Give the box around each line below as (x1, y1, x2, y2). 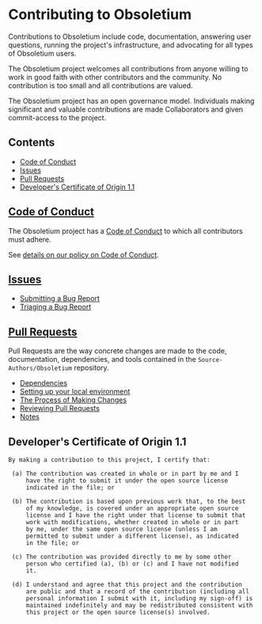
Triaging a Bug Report (19, 302, 92, 312)
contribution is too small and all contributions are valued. (8, 81, 193, 90)
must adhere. (8, 234, 51, 244)
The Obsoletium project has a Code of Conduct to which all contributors (8, 226, 243, 235)
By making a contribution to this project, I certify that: (8, 456, 211, 464)
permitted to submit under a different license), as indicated (25, 532, 239, 540)
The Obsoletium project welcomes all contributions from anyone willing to (8, 63, 249, 73)
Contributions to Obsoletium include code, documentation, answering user (8, 32, 252, 41)
